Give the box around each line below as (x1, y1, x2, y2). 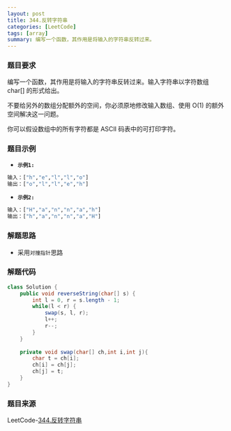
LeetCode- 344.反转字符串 (7, 416, 82, 425)
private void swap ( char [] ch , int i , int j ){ (20, 349, 149, 356)
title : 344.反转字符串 (7, 17, 68, 24)
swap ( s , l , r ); (44, 309, 89, 316)
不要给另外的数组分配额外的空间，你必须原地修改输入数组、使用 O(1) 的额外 (7, 101, 225, 110)
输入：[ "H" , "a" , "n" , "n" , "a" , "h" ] (7, 207, 101, 214)
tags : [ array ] (7, 29, 49, 37)
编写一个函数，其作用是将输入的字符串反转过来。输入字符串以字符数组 (7, 78, 209, 86)
